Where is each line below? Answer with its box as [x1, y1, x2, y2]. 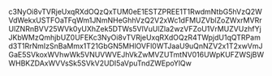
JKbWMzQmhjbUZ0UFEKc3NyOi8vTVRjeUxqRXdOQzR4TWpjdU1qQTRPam [8, 32, 261, 42]
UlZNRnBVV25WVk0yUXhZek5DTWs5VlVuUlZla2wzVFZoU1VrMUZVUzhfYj [8, 24, 261, 33]
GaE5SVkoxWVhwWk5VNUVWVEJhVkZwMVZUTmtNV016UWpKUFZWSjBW [8, 50, 265, 59]
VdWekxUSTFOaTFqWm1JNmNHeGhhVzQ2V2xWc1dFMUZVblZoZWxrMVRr [8, 15, 262, 25]
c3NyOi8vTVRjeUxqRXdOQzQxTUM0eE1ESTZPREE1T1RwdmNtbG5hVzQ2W [8, 7, 262, 16]
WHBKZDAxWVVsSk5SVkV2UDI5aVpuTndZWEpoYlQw [8, 58, 192, 68]
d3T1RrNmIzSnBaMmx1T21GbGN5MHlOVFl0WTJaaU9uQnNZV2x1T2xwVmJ [8, 41, 263, 51]
